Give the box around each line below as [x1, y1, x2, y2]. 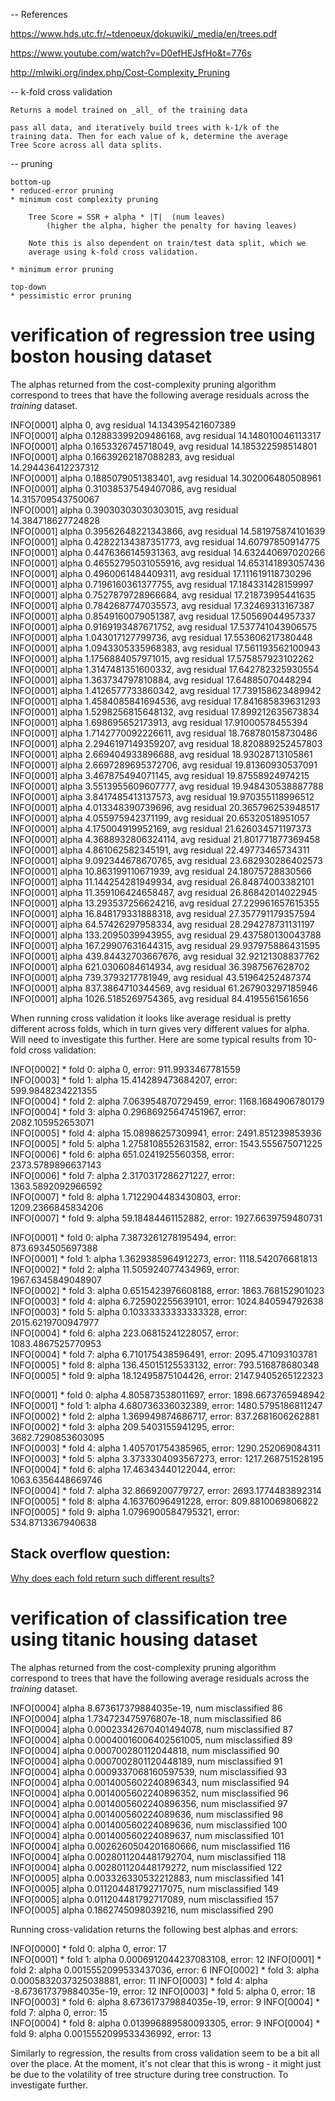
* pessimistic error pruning [10, 291, 132, 301]
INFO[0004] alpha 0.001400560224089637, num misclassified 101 [10, 1829, 285, 1841]
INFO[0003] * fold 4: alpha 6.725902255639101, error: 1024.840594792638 [10, 1295, 324, 1307]
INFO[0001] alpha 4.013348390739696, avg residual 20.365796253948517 [10, 801, 320, 813]
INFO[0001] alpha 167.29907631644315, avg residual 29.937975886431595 [10, 939, 321, 951]
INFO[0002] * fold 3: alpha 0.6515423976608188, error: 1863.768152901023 [10, 1284, 325, 1296]
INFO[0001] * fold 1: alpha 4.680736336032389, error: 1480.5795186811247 [10, 1399, 323, 1411]
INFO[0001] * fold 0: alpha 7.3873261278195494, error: [10, 1231, 237, 1243]
